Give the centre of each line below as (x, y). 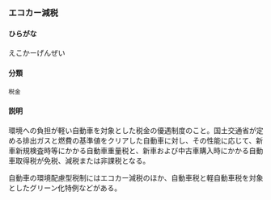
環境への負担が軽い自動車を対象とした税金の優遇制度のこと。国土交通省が (132, 130)
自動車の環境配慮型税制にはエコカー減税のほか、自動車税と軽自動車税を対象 (136, 177)
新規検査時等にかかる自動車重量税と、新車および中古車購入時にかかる (132, 150)
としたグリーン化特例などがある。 (65, 188)
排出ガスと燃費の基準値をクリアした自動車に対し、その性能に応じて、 (139, 140)
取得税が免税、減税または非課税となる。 (83, 160)
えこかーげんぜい (37, 53)
